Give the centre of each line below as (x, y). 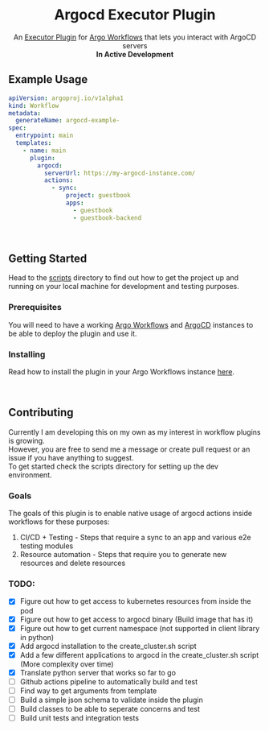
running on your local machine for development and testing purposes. (124, 287)
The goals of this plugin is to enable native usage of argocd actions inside (130, 514)
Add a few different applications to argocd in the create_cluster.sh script (139, 655)
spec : (17, 128)
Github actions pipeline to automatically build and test (109, 681)
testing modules (47, 546)
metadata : (25, 113)
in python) (37, 637)
